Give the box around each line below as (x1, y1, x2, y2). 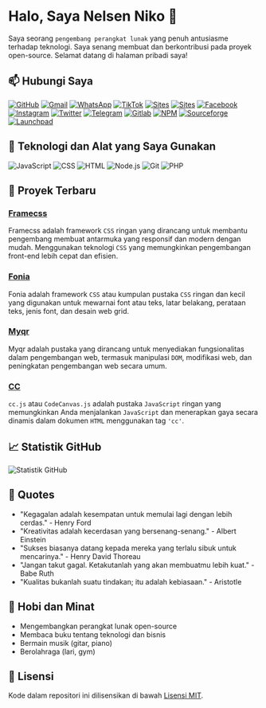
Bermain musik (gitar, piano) (19, 638, 113, 647)
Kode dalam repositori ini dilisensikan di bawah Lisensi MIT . (8, 690, 204, 700)
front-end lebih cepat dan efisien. (8, 251, 119, 261)
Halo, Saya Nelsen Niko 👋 (8, 7, 178, 25)
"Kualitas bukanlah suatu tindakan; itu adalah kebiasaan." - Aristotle (19, 577, 242, 586)
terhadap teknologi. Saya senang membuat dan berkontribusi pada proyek (8, 41, 252, 51)
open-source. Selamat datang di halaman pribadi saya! (8, 50, 189, 60)
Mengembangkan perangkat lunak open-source (19, 621, 178, 631)
